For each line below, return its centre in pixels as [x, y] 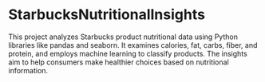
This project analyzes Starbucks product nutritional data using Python [123, 37]
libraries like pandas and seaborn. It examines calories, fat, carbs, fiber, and [133, 45]
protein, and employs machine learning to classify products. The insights [128, 53]
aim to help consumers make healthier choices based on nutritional [119, 62]
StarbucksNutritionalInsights [107, 15]
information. [28, 70]
